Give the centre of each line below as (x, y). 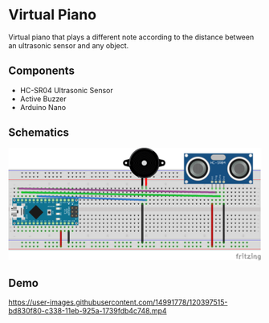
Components (41, 71)
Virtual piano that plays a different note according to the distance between (131, 37)
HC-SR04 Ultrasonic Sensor (67, 90)
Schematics (39, 133)
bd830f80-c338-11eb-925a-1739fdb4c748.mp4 (88, 311)
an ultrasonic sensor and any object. (69, 45)
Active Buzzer (43, 99)
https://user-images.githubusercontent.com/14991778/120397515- (118, 302)
